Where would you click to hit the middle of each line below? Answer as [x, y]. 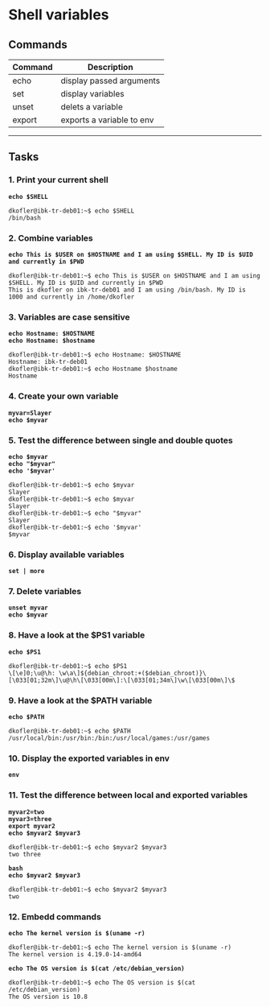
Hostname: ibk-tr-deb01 [48, 362]
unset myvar [28, 608]
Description [110, 67]
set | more [27, 572]
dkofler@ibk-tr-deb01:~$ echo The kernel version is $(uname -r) [120, 947]
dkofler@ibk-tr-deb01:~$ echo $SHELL [72, 211]
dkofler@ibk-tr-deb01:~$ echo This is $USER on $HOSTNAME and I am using [135, 275]
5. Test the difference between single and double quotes [121, 440]
